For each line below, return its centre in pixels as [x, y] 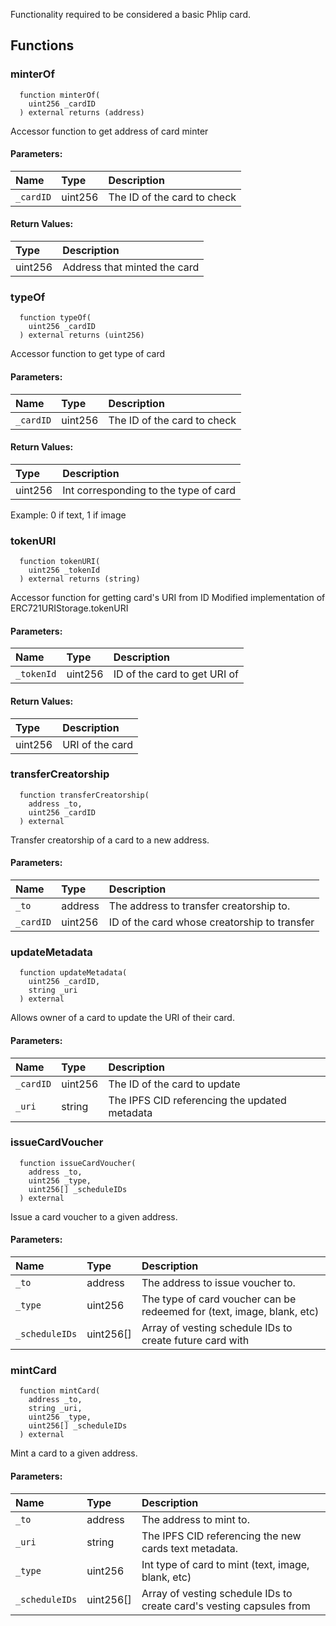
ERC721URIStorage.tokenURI [69, 608]
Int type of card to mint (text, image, [225, 1564]
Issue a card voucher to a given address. [94, 1216]
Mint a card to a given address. [74, 1453]
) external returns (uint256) [82, 335]
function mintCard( [60, 1391]
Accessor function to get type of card [88, 354]
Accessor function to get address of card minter [109, 131]
